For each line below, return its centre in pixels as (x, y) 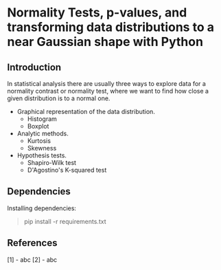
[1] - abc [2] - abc (32, 260)
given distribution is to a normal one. (59, 98)
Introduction (34, 67)
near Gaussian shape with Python (105, 42)
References (32, 243)
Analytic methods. (43, 133)
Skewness (42, 148)
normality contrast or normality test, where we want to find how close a (108, 91)
